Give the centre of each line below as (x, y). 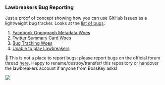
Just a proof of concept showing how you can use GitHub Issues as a (76, 18)
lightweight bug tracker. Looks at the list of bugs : (55, 23)
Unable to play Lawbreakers (41, 49)
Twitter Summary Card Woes (42, 38)
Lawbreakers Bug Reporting (39, 7)
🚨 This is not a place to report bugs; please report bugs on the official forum (82, 58)
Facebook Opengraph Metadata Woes (51, 33)
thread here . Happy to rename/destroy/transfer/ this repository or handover (82, 63)
